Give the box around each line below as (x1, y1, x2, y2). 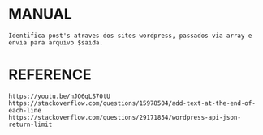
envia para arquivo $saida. (8, 38, 104, 47)
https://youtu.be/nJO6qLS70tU (8, 92, 111, 100)
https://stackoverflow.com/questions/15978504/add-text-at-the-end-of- (8, 99, 256, 108)
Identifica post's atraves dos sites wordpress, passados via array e (8, 32, 252, 40)
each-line (8, 106, 42, 114)
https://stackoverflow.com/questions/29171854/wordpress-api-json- (8, 113, 242, 121)
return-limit (8, 120, 53, 129)
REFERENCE (8, 65, 92, 84)
